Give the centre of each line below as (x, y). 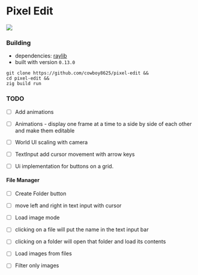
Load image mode (37, 217)
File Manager (23, 180)
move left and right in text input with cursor (68, 206)
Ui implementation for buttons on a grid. (64, 166)
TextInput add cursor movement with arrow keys (75, 154)
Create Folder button (40, 194)
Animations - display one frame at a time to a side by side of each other (103, 123)
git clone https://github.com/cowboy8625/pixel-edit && (77, 73)
